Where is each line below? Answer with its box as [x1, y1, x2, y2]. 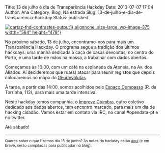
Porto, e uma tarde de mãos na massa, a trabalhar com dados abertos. [5, 55, 148, 61]
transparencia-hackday [5, 15, 53, 20]
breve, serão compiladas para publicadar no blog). [5, 143, 92, 148]
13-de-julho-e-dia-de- [97, 9, 143, 15]
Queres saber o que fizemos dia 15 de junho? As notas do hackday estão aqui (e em [5, 138, 150, 143]
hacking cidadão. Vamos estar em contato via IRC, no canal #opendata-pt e [5, 109, 158, 115]
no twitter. [5, 115, 26, 120]
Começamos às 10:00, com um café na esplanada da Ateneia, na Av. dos [5, 64, 152, 70]
